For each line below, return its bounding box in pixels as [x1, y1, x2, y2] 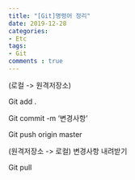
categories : [8, 27, 49, 35]
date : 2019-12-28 [8, 19, 67, 28]
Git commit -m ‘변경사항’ [8, 113, 88, 122]
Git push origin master [8, 129, 82, 139]
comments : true [8, 58, 63, 66]
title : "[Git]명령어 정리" [8, 11, 91, 20]
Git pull [8, 162, 32, 172]
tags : [8, 42, 27, 50]
